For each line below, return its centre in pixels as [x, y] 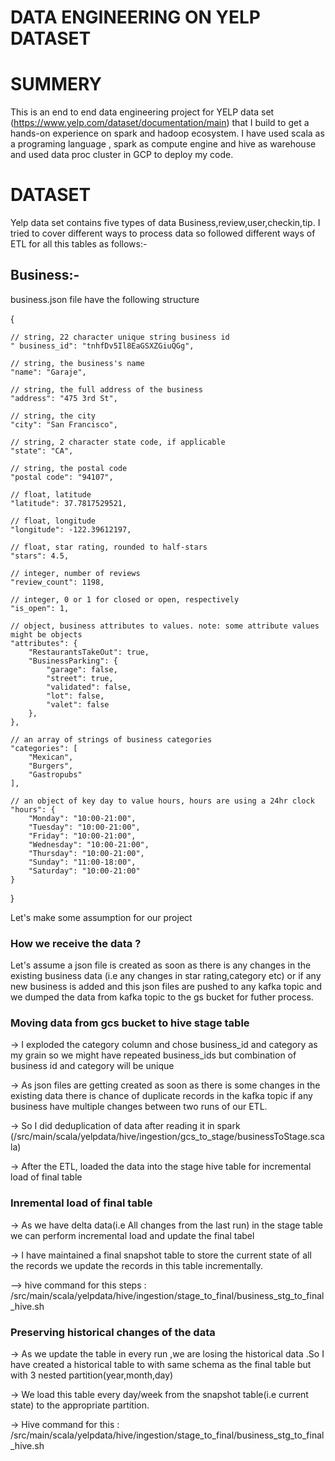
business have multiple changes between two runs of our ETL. [139, 1107]
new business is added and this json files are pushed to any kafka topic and [166, 987]
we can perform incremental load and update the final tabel [132, 1235]
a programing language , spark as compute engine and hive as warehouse [163, 144]
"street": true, [80, 678]
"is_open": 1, [40, 608]
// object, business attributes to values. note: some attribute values [165, 626]
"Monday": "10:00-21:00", [82, 818]
